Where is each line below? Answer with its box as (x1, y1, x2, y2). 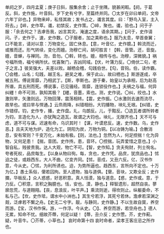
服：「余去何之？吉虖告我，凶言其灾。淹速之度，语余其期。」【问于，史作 (5, 29, 148, 34)
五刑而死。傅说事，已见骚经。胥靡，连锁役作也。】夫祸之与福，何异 (21, 83, 157, 89)
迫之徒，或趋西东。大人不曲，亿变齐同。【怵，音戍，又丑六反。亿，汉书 (5, 156, 148, 162)
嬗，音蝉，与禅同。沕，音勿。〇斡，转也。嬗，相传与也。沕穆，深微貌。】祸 (5, 53, 157, 58)
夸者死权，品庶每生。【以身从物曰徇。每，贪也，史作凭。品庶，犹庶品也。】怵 (5, 151, 159, 156)
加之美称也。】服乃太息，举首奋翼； (86, 35, 157, 40)
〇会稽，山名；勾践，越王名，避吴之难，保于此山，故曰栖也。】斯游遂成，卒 (5, 71, 157, 77)
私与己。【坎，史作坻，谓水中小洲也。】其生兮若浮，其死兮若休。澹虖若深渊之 (5, 193, 159, 199)
